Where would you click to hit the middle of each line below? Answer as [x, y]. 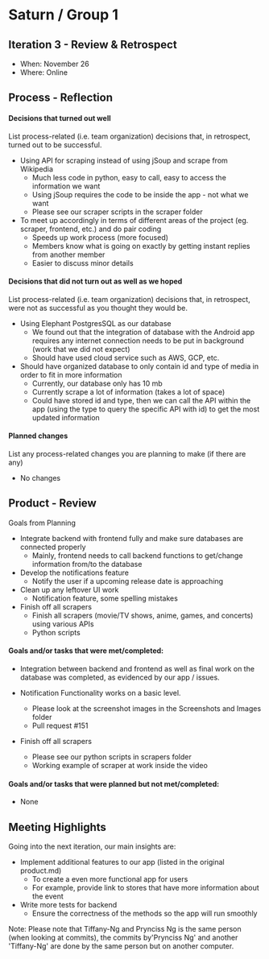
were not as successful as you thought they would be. [98, 308]
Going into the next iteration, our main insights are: [92, 846]
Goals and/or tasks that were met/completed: [86, 651]
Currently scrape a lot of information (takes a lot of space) [128, 391]
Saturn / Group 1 [64, 15]
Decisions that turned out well [60, 118]
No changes [40, 478]
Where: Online [44, 72]
